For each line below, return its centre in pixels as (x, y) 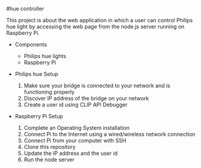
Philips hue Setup (37, 74)
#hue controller (25, 9)
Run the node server (49, 160)
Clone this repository (50, 147)
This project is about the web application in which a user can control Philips (100, 20)
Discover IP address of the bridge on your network (86, 98)
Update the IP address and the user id (71, 153)
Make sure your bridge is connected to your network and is (97, 85)
